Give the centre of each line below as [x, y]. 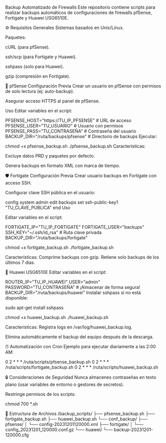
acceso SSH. [19, 183]
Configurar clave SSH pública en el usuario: [50, 192]
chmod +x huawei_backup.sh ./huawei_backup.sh [57, 317]
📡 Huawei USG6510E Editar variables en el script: [56, 272]
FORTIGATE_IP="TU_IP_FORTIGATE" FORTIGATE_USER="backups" [75, 227]
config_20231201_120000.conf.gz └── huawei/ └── [59, 429]
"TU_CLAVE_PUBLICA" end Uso [38, 207]
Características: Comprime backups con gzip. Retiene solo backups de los [82, 257]
